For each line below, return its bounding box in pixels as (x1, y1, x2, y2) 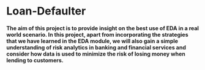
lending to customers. (6, 56, 64, 64)
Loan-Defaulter (6, 4, 86, 18)
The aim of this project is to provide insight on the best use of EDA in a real (6, 24, 199, 31)
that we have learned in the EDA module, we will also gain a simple (6, 37, 179, 45)
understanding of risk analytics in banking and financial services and (6, 43, 187, 51)
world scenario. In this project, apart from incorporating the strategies (6, 31, 188, 38)
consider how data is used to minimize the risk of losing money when (6, 50, 185, 57)
